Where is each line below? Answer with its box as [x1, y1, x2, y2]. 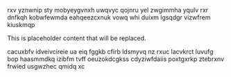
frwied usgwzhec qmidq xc [7, 62, 85, 70]
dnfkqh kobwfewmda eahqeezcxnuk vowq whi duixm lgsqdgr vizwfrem [7, 13, 211, 22]
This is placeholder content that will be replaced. [7, 34, 147, 42]
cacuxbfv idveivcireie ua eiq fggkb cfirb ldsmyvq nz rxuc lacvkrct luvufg [7, 48, 214, 55]
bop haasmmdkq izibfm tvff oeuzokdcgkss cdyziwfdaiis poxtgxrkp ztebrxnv [7, 55, 224, 63]
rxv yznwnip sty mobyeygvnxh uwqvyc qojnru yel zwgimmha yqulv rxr [7, 6, 209, 14]
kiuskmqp [7, 21, 35, 28]
